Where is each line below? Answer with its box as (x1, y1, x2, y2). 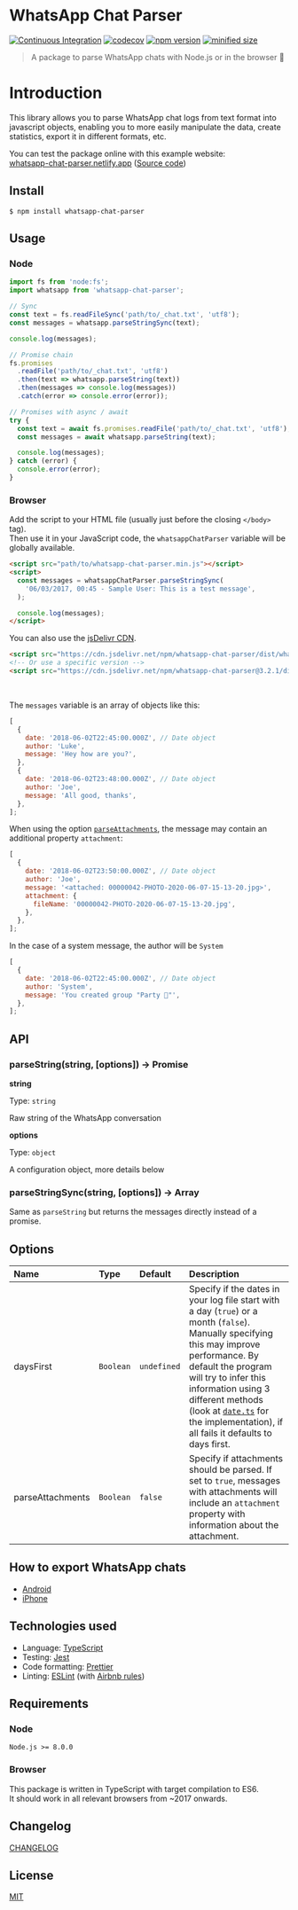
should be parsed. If (189, 1464, 273, 1476)
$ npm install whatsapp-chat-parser (9, 207, 145, 215)
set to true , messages (189, 1475, 281, 1487)
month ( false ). (189, 1316, 251, 1328)
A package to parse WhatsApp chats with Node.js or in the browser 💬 (30, 51, 286, 62)
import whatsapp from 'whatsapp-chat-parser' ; (9, 286, 184, 295)
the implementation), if (189, 1416, 284, 1429)
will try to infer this (189, 1372, 266, 1384)
